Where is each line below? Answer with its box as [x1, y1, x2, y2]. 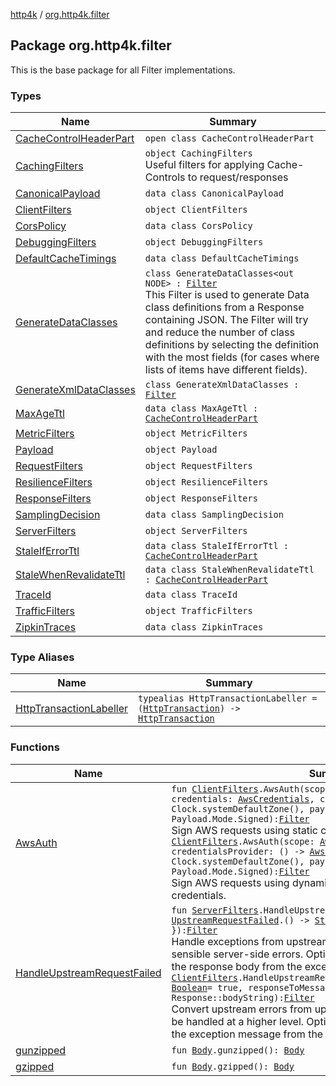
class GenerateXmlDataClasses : [144, 379, 300, 391]
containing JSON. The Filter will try [144, 313, 309, 327]
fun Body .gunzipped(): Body [171, 1044, 305, 1056]
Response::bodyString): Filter [171, 992, 315, 1003]
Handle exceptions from [171, 934, 284, 948]
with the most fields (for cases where [144, 350, 320, 364]
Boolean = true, [171, 982, 244, 993]
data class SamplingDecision [144, 509, 284, 521]
